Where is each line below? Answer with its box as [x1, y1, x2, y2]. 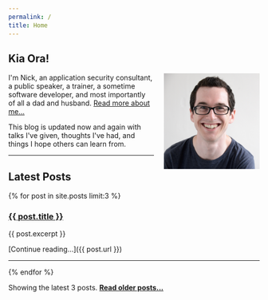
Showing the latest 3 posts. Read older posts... [8, 283, 164, 293]
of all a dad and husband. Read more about [8, 98, 150, 108]
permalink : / [8, 13, 52, 21]
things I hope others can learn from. [8, 140, 126, 149]
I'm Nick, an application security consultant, [8, 73, 153, 83]
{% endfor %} [8, 267, 54, 277]
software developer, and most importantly [8, 90, 146, 100]
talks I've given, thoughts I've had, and [8, 131, 136, 140]
